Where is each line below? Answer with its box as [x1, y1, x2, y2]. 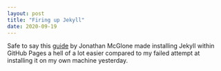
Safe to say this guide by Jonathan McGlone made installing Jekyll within [7, 42, 215, 50]
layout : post [7, 10, 45, 17]
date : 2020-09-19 [7, 23, 57, 30]
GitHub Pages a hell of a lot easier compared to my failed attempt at [7, 49, 200, 57]
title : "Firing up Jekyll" [7, 17, 85, 23]
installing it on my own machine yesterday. [7, 57, 128, 65]
